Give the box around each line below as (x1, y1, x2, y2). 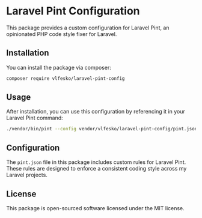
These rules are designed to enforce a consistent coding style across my (6, 165, 187, 172)
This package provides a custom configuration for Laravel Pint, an (6, 24, 170, 31)
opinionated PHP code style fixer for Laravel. (6, 30, 117, 37)
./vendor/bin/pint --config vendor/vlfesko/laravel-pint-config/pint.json (6, 126, 198, 132)
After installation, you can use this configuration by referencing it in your (6, 108, 185, 115)
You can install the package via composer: (6, 64, 111, 71)
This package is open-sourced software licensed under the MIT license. (6, 204, 185, 211)
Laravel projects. (6, 171, 48, 178)
